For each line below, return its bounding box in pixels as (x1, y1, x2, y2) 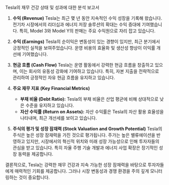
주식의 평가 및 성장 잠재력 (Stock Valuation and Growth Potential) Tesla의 (12, 126, 162, 131)
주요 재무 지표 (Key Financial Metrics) (12, 85, 90, 91)
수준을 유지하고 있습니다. (25, 103, 74, 108)
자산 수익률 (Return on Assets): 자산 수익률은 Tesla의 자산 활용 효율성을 (20, 109, 164, 115)
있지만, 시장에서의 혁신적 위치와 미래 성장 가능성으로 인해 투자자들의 (26, 138, 160, 144)
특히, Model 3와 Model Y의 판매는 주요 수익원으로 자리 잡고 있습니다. (19, 28, 155, 34)
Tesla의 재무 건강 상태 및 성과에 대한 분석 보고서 (5, 5, 100, 10)
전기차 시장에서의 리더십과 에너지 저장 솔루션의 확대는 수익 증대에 (12, 22, 141, 27)
